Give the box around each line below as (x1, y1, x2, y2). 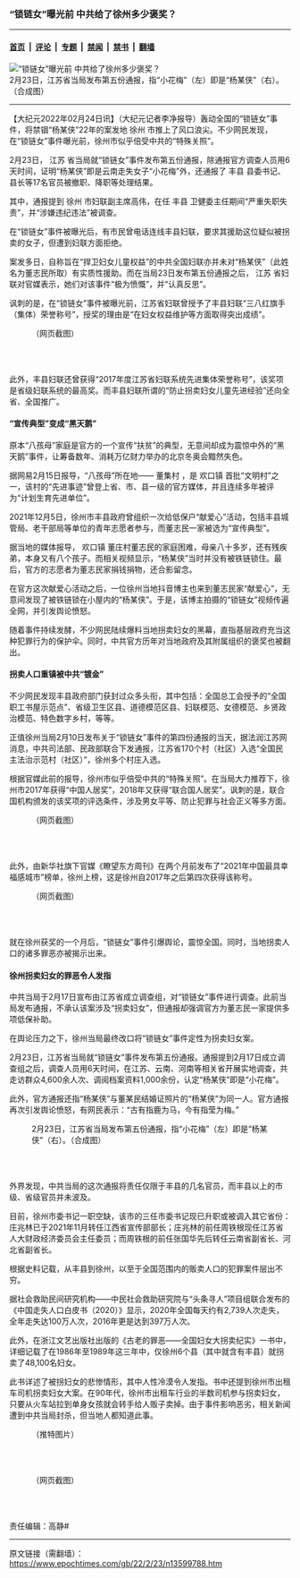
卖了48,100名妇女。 (9, 1358, 81, 1369)
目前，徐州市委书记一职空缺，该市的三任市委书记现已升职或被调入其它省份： (9, 1211, 291, 1222)
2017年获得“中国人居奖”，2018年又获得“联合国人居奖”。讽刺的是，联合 (24, 784, 286, 795)
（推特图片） (31, 1429, 79, 1440)
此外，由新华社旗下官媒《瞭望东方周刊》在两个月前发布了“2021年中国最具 (9, 860, 281, 871)
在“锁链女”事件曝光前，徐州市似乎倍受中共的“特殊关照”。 (9, 135, 219, 146)
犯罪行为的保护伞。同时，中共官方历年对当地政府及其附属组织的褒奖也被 (16, 635, 283, 646)
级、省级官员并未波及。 (9, 1192, 96, 1203)
